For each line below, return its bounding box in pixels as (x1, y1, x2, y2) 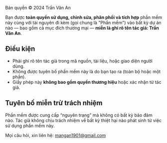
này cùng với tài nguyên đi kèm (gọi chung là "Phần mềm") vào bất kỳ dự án (5, 20, 162, 25)
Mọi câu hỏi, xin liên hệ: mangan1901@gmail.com (5, 132, 106, 138)
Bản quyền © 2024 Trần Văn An (5, 5, 71, 10)
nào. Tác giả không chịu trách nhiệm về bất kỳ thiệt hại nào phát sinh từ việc (5, 117, 162, 123)
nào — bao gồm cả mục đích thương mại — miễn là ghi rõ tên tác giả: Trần (5, 25, 160, 31)
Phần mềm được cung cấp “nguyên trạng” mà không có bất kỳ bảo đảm (5, 112, 153, 118)
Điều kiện (5, 45, 35, 53)
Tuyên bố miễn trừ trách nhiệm (5, 99, 103, 107)
